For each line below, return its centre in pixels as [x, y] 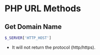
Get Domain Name [33, 27]
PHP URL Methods [43, 9]
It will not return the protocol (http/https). [54, 47]
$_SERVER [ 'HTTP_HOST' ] [28, 38]
